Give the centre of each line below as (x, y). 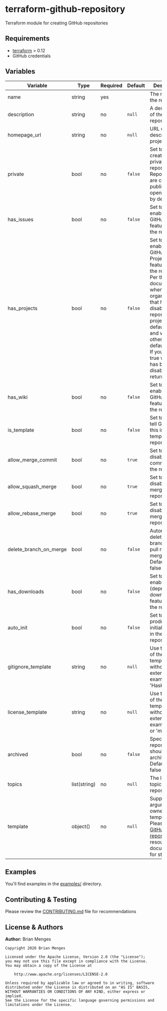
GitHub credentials (32, 56)
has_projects (23, 308)
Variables (20, 71)
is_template (21, 430)
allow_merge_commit (32, 460)
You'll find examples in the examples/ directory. (54, 884)
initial (156, 627)
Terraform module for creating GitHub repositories (57, 23)
